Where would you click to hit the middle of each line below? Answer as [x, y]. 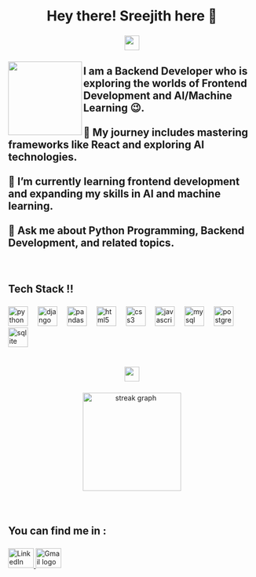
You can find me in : [57, 530]
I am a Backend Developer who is [166, 71]
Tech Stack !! [41, 288]
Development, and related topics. [91, 243]
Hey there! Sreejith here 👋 [132, 16]
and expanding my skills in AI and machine [115, 194]
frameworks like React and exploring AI [106, 144]
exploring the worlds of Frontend [165, 83]
